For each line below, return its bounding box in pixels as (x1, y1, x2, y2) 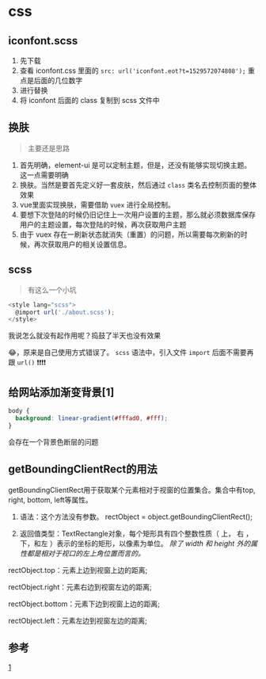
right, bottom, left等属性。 (8, 494, 93, 505)
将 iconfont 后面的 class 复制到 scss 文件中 (19, 96, 160, 105)
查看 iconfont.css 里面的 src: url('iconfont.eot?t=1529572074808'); (19, 66, 247, 75)
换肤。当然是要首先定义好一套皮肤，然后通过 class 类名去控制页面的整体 (19, 180, 257, 189)
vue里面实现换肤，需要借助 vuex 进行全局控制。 (19, 200, 176, 209)
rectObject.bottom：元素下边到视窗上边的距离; (8, 599, 161, 608)
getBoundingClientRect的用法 (8, 463, 158, 476)
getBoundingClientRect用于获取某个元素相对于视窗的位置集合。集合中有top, (8, 485, 256, 494)
